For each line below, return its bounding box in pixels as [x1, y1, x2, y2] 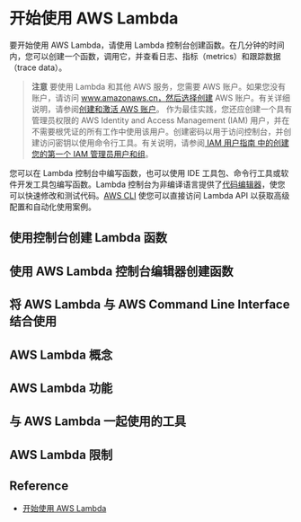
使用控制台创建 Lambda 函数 [9, 230, 168, 245]
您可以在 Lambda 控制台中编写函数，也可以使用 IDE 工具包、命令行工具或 [9, 167, 281, 178]
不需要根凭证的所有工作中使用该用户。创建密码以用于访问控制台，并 [31, 126, 284, 137]
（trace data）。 [9, 62, 67, 73]
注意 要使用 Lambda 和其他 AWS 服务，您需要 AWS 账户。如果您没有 [31, 81, 286, 92]
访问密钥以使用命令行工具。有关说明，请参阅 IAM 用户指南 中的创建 [39, 137, 289, 148]
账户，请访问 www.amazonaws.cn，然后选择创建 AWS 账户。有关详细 [31, 92, 290, 103]
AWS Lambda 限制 [9, 447, 113, 463]
